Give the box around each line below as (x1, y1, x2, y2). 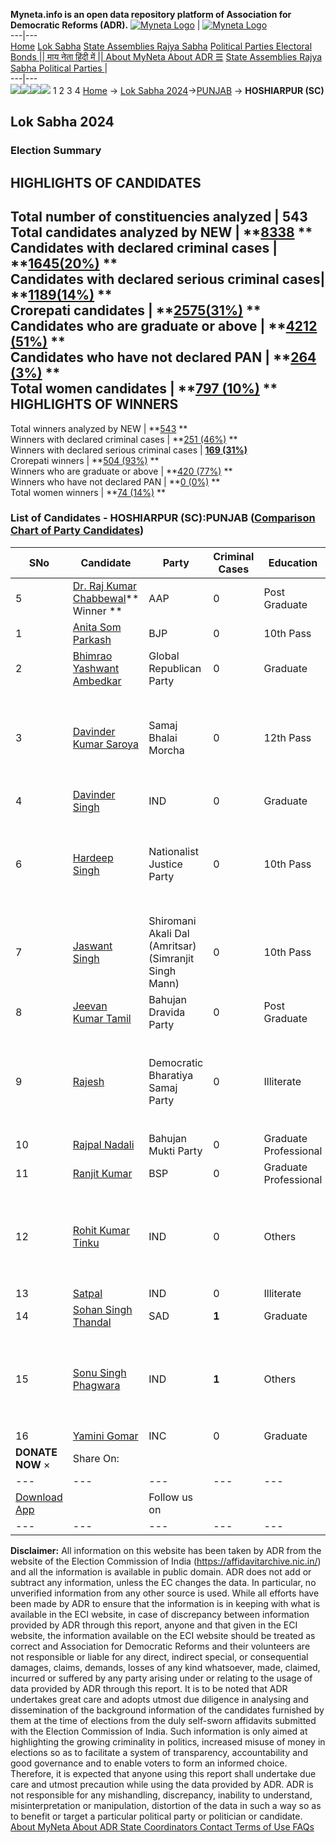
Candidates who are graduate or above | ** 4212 (10, 318, 318, 335)
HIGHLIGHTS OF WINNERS (10, 396, 179, 413)
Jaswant (72, 939, 113, 953)
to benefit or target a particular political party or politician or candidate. (10, 1810, 303, 1822)
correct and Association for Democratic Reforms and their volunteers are (10, 1640, 311, 1652)
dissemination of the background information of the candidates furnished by (10, 1704, 325, 1716)
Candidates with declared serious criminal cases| (10, 271, 326, 288)
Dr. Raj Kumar (72, 579, 138, 593)
